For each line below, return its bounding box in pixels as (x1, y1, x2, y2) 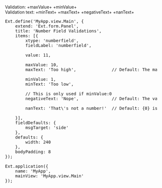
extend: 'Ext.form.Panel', (15, 24, 79, 29)
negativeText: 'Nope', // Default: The (25, 96, 150, 101)
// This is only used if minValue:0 (25, 91, 112, 96)
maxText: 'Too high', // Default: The (25, 67, 150, 72)
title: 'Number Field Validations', (15, 29, 102, 33)
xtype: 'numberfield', (25, 38, 79, 43)
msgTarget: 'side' (25, 125, 69, 130)
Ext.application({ (5, 164, 49, 169)
